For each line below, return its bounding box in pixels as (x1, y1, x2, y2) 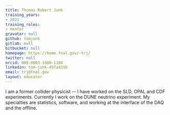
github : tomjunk (5, 36, 40, 42)
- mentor (5, 27, 24, 32)
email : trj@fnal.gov (5, 70, 50, 75)
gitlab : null (5, 41, 33, 46)
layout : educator (5, 74, 43, 80)
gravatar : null (5, 31, 38, 36)
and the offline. (5, 105, 37, 111)
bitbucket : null (5, 46, 40, 51)
